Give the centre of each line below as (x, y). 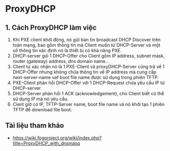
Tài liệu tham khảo (35, 125)
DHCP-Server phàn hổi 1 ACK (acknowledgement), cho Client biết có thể (88, 93)
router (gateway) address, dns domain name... (61, 61)
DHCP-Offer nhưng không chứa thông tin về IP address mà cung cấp (84, 72)
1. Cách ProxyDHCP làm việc (51, 28)
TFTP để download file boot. (42, 110)
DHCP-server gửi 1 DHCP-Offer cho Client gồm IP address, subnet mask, (89, 56)
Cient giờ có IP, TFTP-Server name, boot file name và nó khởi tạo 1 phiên (89, 104)
